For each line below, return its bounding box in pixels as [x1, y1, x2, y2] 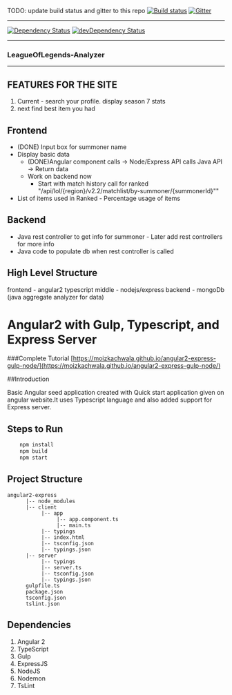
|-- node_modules [25, 498, 76, 505]
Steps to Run [7, 423, 64, 435]
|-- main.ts [56, 522, 91, 529]
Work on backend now [27, 172, 92, 180]
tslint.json [25, 600, 60, 607]
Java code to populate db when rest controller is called [17, 247, 174, 255]
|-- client [25, 504, 57, 511]
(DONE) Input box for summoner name [17, 142, 127, 151]
